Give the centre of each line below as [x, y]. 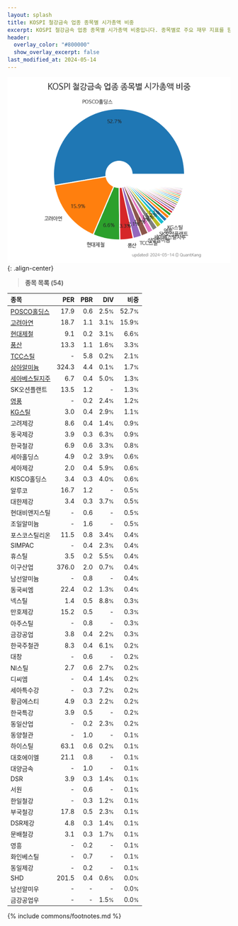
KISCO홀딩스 [29, 479]
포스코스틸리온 [30, 535]
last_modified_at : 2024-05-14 [52, 60]
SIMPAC [22, 545]
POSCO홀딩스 [30, 311]
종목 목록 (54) [44, 283]
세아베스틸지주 [30, 378]
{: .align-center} [31, 268]
